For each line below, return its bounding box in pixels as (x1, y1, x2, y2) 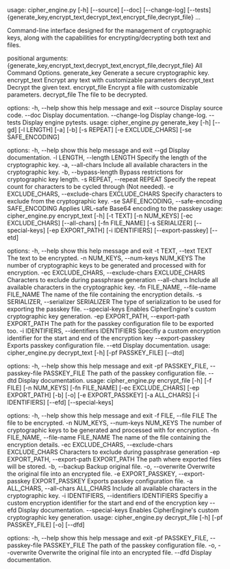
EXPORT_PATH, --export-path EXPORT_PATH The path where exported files (7, 455, 222, 463)
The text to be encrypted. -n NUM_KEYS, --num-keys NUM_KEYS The (7, 254, 206, 262)
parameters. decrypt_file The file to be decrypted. (7, 90, 148, 99)
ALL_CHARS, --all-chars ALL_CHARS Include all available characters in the (7, 484, 217, 492)
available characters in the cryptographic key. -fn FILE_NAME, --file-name (7, 283, 217, 291)
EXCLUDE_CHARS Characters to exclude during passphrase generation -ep (7, 448, 220, 456)
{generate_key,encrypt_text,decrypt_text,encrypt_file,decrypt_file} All (7, 62, 203, 69)
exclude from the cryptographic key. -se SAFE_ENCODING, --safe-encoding (7, 197, 222, 205)
